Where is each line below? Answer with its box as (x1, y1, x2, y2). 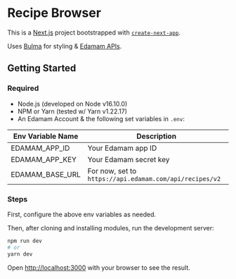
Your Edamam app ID (87, 143, 157, 153)
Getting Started (7, 62, 77, 75)
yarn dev (7, 250, 33, 258)
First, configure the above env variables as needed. (7, 210, 157, 218)
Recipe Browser (7, 5, 102, 21)
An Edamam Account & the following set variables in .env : (17, 114, 185, 123)
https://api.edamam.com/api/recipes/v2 (87, 175, 221, 182)
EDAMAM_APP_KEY (11, 154, 77, 164)
